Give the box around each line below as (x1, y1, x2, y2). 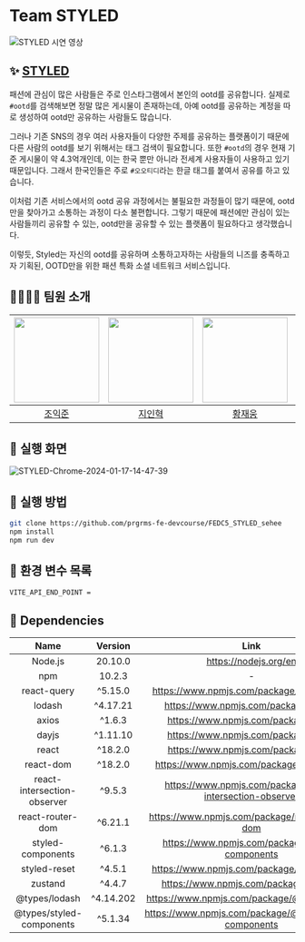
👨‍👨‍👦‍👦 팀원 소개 (9, 289, 91, 305)
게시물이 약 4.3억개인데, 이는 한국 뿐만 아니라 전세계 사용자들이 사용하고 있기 (18, 153, 290, 164)
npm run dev (9, 535, 54, 545)
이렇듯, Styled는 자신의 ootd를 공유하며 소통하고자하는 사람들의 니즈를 (9, 249, 259, 260)
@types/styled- (14, 907, 83, 919)
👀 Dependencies (9, 613, 104, 628)
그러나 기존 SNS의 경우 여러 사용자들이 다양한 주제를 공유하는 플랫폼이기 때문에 (9, 131, 290, 142)
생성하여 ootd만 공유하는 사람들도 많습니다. (18, 111, 172, 123)
